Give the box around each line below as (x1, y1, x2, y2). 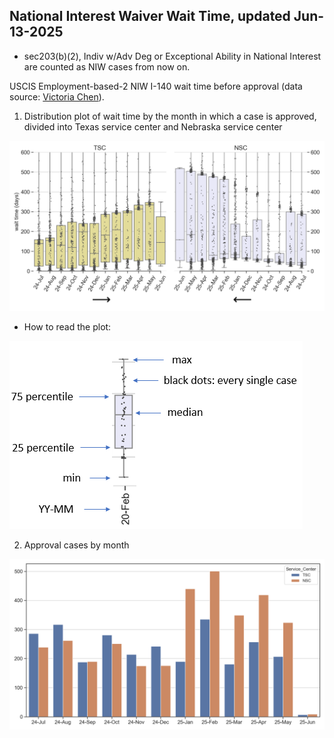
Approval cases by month (23, 539, 130, 551)
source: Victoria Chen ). (9, 90, 105, 103)
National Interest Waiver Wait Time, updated (9, 8, 291, 25)
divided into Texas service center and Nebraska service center (23, 120, 283, 133)
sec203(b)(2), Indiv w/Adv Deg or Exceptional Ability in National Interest (23, 50, 322, 62)
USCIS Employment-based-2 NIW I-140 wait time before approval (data (9, 80, 303, 92)
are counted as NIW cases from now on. (23, 60, 191, 73)
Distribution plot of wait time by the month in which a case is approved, (23, 110, 317, 122)
